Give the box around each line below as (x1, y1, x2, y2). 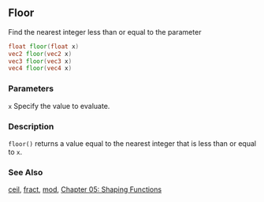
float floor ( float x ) (8, 43, 80, 50)
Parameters (8, 83, 54, 94)
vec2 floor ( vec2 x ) (8, 50, 73, 58)
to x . (8, 147, 22, 156)
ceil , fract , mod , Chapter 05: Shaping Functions (8, 185, 162, 194)
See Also (8, 166, 43, 178)
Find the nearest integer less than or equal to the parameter (8, 27, 202, 36)
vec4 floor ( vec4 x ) (8, 65, 73, 73)
